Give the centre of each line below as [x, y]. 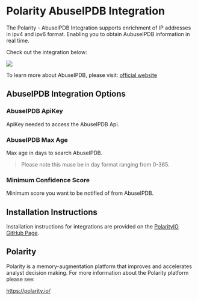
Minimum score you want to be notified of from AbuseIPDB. [80, 193]
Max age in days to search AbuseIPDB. [54, 153]
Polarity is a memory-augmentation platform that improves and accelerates [99, 266]
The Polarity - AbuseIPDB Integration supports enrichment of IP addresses [99, 28]
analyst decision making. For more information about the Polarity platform [97, 272]
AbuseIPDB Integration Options [66, 94]
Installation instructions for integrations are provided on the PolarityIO [92, 227]
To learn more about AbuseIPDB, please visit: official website [82, 75]
